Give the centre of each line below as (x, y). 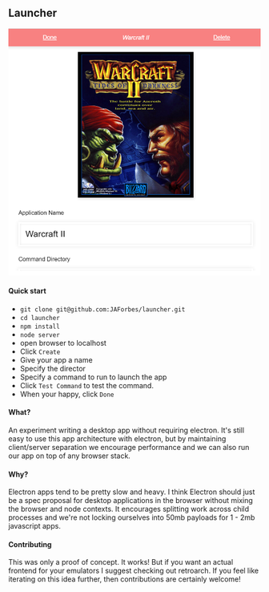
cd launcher (40, 318)
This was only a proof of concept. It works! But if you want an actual (121, 562)
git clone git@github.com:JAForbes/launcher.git (102, 309)
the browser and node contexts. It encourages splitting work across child (129, 509)
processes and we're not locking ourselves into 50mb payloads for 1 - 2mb (132, 517)
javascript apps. (35, 526)
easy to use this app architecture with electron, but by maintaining (117, 438)
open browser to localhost (63, 343)
